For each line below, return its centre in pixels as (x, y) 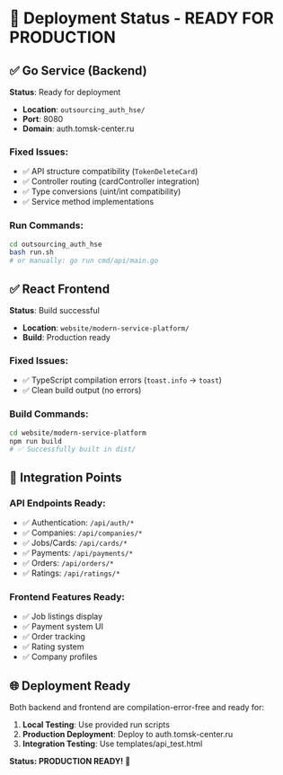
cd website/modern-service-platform (78, 433)
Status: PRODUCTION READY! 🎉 (70, 762)
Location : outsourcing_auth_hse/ (84, 110)
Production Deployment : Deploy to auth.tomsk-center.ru (128, 735)
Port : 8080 (43, 119)
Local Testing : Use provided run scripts (96, 725)
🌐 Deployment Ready (70, 686)
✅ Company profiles (60, 657)
